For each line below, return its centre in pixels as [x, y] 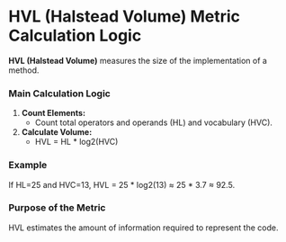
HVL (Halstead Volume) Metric [124, 17]
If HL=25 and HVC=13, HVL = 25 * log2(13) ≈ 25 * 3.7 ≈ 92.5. [122, 184]
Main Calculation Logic [60, 94]
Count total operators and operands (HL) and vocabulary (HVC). [154, 122]
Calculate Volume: [57, 132]
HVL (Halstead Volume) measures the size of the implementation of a [138, 60]
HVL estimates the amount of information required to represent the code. [143, 228]
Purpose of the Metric [57, 208]
